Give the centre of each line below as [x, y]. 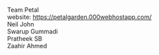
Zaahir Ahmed [27, 46]
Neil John [21, 24]
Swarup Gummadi [33, 31]
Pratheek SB [25, 39]
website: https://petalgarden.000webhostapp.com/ [79, 17]
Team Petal [23, 10]
